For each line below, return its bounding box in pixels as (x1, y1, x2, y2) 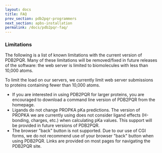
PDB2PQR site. (12, 143, 42, 149)
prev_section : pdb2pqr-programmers (5, 16, 77, 21)
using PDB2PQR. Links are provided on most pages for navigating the (12, 138, 151, 144)
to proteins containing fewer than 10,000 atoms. (5, 82, 101, 88)
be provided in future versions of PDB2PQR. (12, 122, 100, 129)
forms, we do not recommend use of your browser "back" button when (12, 133, 154, 139)
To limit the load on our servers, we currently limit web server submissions (5, 77, 153, 83)
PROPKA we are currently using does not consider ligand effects (12, 112, 141, 118)
